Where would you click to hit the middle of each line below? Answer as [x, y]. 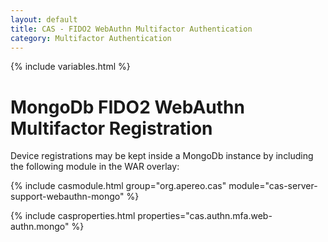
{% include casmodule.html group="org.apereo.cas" [118, 186]
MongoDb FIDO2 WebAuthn [127, 107]
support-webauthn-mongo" [67, 197]
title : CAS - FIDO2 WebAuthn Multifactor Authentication [131, 29]
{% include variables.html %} [70, 67]
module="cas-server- [273, 186]
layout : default [44, 19]
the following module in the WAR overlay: [95, 167]
